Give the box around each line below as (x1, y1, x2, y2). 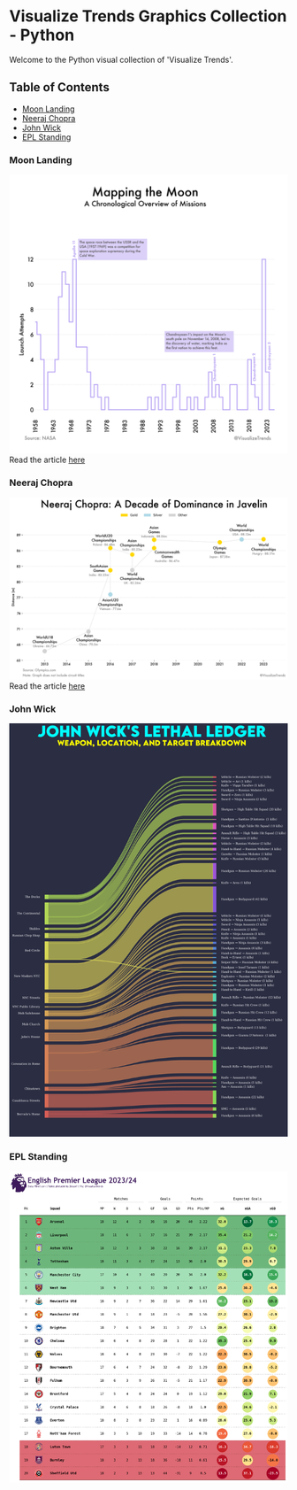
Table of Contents (9, 80, 110, 95)
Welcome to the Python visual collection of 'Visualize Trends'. (9, 54, 234, 65)
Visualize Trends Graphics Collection (9, 6, 287, 27)
